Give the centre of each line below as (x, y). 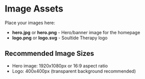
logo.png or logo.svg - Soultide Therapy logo (60, 38)
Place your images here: (30, 23)
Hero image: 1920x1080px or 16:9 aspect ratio (60, 65)
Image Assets (34, 9)
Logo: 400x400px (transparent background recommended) (74, 71)
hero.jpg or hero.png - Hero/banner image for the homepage (76, 32)
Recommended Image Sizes (50, 54)
